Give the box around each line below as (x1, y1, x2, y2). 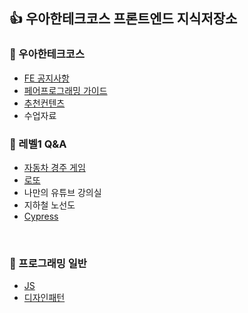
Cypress (23, 210, 59, 222)
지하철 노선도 (23, 199, 76, 211)
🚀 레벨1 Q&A (9, 137, 67, 151)
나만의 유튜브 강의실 (23, 186, 102, 198)
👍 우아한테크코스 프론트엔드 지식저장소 (9, 10, 238, 28)
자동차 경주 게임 (23, 161, 86, 173)
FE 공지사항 (23, 72, 70, 84)
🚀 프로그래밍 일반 (9, 256, 87, 270)
